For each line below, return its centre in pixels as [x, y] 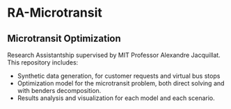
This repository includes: [43, 62]
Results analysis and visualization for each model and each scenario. [116, 98]
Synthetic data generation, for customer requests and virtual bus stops [119, 76]
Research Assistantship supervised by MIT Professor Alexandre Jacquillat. [114, 55]
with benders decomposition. [59, 91]
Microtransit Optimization [64, 39]
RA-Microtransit [55, 13]
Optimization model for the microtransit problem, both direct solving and [121, 83]
